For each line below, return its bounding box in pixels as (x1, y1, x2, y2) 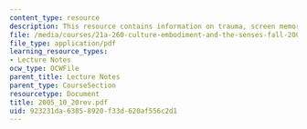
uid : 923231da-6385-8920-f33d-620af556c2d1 (9, 106, 178, 115)
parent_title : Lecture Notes (9, 73, 121, 82)
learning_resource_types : (9, 47, 108, 56)
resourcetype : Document (9, 89, 101, 98)
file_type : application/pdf (9, 38, 117, 48)
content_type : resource (9, 13, 101, 23)
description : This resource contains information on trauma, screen (9, 22, 276, 31)
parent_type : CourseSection (9, 81, 117, 90)
